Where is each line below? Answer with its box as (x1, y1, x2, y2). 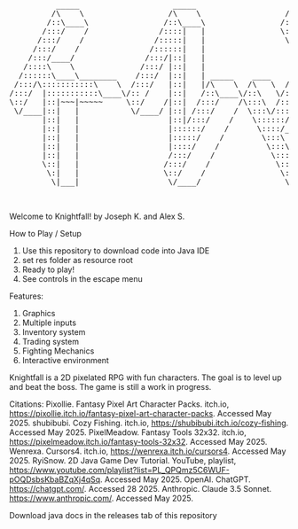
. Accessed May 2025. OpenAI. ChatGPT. (100, 474, 251, 485)
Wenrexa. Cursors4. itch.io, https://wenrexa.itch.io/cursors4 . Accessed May (9, 446, 286, 456)
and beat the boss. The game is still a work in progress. (9, 382, 212, 392)
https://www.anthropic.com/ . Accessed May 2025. (9, 493, 193, 503)
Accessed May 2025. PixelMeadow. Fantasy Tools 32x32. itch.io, (9, 427, 247, 438)
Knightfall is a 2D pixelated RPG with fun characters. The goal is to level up (9, 372, 282, 383)
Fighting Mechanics (21, 346, 95, 356)
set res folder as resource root (21, 255, 133, 265)
